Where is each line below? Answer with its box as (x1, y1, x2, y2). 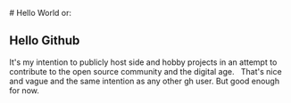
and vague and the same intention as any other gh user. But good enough (9, 75, 279, 86)
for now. (9, 84, 40, 96)
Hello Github (9, 33, 80, 48)
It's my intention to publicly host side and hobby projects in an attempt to (9, 57, 278, 67)
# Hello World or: (9, 8, 72, 18)
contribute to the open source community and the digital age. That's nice (9, 66, 283, 76)
